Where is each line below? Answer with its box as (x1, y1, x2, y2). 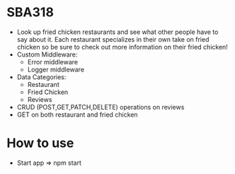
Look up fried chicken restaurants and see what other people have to (16, 28, 219, 36)
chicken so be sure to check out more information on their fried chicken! (16, 42, 228, 51)
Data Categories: (16, 72, 67, 81)
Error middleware (27, 57, 79, 66)
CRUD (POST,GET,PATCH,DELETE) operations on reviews (16, 103, 185, 111)
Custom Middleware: (16, 50, 78, 59)
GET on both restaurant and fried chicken (16, 110, 139, 119)
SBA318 (6, 4, 55, 21)
